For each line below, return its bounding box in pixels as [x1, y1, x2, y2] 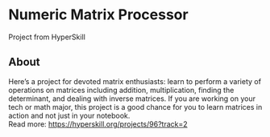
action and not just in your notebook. [8, 111, 131, 120]
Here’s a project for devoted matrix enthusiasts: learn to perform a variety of [8, 76, 262, 86]
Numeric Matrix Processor [8, 6, 189, 24]
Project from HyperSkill [8, 32, 86, 42]
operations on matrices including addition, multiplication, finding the [8, 85, 235, 95]
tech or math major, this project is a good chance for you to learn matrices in [8, 102, 263, 111]
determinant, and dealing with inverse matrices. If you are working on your [8, 94, 256, 103]
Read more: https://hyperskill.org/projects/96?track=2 [8, 119, 188, 129]
